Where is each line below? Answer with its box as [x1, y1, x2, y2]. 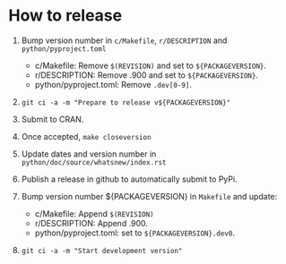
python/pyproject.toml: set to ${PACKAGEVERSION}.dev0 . [34, 227, 235, 238]
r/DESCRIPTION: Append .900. [34, 217, 149, 228]
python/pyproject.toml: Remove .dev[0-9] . [34, 79, 192, 89]
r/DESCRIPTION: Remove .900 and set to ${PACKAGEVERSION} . [34, 69, 259, 81]
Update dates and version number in [21, 149, 157, 159]
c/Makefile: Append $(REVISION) [34, 208, 154, 219]
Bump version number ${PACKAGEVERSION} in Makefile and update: [21, 191, 278, 201]
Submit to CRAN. [21, 114, 84, 124]
